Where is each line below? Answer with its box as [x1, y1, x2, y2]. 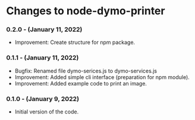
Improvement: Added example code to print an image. [14, 80, 147, 87]
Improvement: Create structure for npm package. [14, 39, 136, 46]
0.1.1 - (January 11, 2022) [6, 53, 79, 62]
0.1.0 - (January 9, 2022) [6, 94, 79, 103]
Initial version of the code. [14, 108, 79, 115]
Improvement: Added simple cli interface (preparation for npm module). [14, 73, 190, 81]
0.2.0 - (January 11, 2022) [6, 26, 83, 34]
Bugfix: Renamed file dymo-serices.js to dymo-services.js [14, 67, 158, 74]
